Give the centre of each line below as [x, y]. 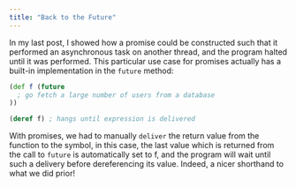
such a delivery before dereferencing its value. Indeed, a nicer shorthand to [147, 164]
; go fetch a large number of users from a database [116, 95]
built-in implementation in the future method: [91, 71]
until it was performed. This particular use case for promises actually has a [145, 61]
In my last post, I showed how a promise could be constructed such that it [144, 42]
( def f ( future [37, 86]
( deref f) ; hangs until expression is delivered [102, 119]
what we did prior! [42, 174]
